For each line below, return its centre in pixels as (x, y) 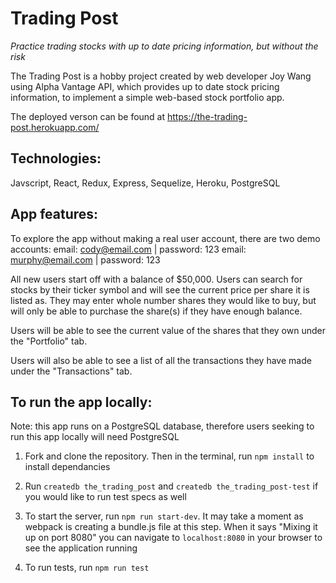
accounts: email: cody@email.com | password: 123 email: (128, 249)
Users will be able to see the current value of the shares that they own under (168, 330)
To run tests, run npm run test (87, 568)
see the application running (81, 548)
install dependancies (67, 467)
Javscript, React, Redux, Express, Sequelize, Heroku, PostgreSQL (145, 183)
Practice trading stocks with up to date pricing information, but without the (164, 46)
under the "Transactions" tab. (71, 371)
